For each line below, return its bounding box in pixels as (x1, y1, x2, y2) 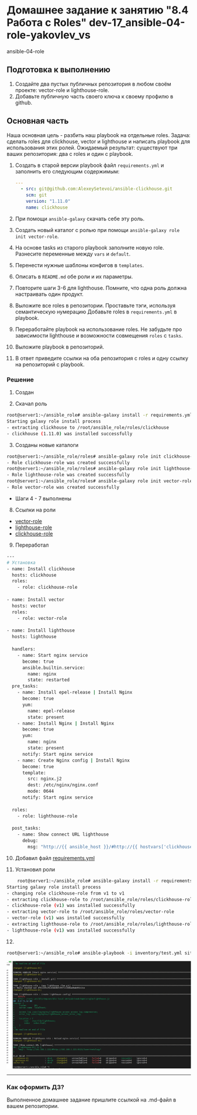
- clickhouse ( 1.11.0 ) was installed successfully (6, 431, 133, 437)
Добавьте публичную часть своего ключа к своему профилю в (15, 93, 174, 100)
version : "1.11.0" (26, 199, 71, 204)
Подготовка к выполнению (6, 65, 110, 75)
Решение (6, 376, 34, 384)
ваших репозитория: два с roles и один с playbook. (6, 150, 133, 157)
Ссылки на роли (15, 506, 56, 513)
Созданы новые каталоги (15, 441, 79, 448)
